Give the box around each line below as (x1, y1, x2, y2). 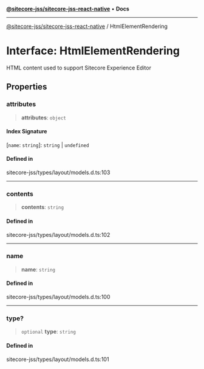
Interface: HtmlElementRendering (6, 44, 180, 58)
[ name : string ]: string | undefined (6, 141, 89, 149)
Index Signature (6, 128, 47, 135)
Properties (6, 82, 47, 92)
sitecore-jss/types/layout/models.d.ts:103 (6, 169, 110, 176)
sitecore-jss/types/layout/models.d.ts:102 (6, 231, 110, 238)
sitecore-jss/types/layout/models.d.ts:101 (6, 356, 109, 363)
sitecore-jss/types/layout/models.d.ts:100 (6, 293, 110, 301)
